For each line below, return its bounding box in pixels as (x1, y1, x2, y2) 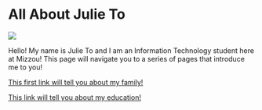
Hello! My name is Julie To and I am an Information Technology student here (8, 45, 255, 55)
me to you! (8, 62, 43, 72)
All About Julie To (8, 5, 126, 23)
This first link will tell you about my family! (8, 77, 144, 87)
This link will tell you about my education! (8, 92, 141, 102)
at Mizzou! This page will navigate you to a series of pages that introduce (8, 54, 246, 63)
